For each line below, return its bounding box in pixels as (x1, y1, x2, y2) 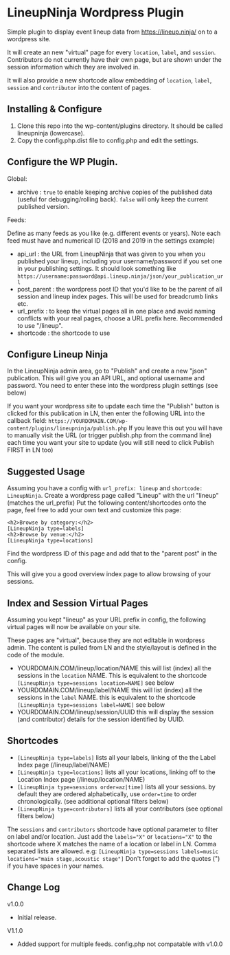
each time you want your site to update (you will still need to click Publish (7, 439, 214, 447)
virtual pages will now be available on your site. (7, 623, 141, 630)
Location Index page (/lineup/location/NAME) (16, 775, 146, 783)
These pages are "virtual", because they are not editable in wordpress (7, 636, 205, 644)
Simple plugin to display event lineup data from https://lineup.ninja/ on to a (7, 28, 218, 36)
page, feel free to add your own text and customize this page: (7, 506, 182, 514)
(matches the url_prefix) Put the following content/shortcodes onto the (7, 498, 207, 507)
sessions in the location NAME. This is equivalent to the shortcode (16, 672, 207, 679)
